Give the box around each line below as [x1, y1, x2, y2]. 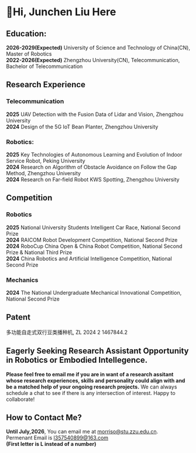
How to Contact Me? [6, 413, 82, 423]
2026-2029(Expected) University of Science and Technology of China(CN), [6, 44, 190, 51]
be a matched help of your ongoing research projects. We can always [6, 383, 177, 390]
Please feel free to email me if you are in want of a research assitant [6, 370, 174, 377]
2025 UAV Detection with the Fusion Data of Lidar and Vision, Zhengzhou [6, 111, 184, 118]
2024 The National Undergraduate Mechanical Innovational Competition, [6, 289, 182, 296]
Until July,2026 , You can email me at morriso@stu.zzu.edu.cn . [6, 428, 159, 435]
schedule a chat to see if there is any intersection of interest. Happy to [6, 389, 176, 396]
